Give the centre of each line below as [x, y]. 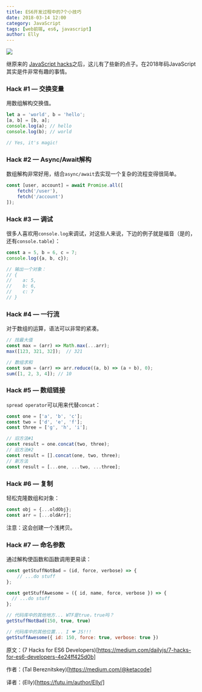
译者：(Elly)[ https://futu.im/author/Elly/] [56, 682]
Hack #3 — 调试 [30, 219]
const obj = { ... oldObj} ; [39, 509]
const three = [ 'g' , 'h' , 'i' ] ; [47, 427]
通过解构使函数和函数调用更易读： [49, 559]
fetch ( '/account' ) [40, 196]
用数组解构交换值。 [30, 103]
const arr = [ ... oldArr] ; [39, 515]
